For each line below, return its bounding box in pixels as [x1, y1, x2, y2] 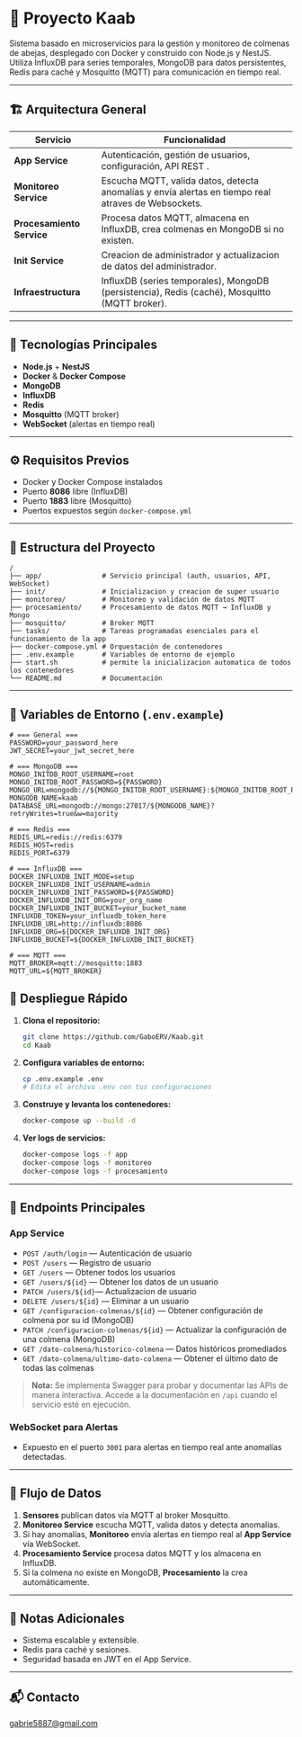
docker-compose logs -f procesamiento [22, 1167, 168, 1176]
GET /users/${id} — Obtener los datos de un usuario [22, 1276, 218, 1287]
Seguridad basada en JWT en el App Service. [22, 1654, 191, 1665]
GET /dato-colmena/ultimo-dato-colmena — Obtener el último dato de [22, 1353, 279, 1364]
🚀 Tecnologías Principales [9, 337, 158, 353]
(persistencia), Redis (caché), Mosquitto [101, 285, 271, 298]
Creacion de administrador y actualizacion [101, 248, 280, 261]
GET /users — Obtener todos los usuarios [22, 1267, 176, 1277]
